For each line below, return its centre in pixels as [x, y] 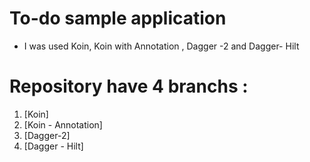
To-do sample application [118, 18]
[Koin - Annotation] [63, 124]
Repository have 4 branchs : [129, 86]
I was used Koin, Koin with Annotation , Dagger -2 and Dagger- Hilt [161, 46]
